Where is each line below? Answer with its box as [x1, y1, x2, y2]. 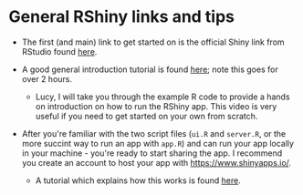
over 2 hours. [21, 73, 73, 84]
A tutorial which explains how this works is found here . [35, 175, 241, 186]
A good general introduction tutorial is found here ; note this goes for [21, 64, 279, 75]
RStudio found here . [21, 46, 98, 56]
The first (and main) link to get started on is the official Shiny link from [21, 36, 285, 47]
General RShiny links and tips [8, 6, 235, 27]
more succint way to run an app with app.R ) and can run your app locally [21, 138, 294, 149]
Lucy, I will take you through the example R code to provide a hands [35, 91, 290, 102]
